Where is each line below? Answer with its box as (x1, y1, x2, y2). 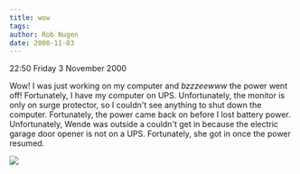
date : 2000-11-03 (9, 38, 75, 48)
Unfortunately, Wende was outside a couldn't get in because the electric (9, 119, 278, 130)
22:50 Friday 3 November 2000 (9, 63, 127, 74)
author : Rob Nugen (9, 30, 79, 39)
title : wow (9, 13, 51, 23)
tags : (9, 22, 30, 31)
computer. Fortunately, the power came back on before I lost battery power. (9, 109, 291, 120)
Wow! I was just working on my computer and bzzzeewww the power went (9, 80, 287, 91)
